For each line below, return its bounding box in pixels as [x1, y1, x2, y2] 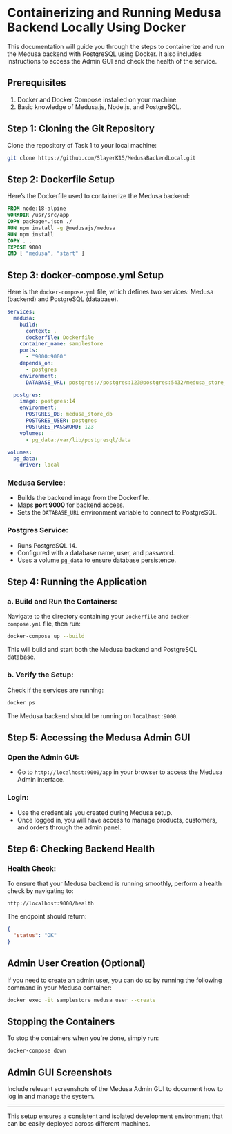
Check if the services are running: [7, 686, 104, 694]
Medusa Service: [7, 478, 66, 488]
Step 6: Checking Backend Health [7, 843, 155, 854]
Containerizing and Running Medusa [7, 5, 222, 21]
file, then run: [42, 619, 81, 628]
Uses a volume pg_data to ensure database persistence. [17, 556, 177, 564]
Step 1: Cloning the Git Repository [7, 123, 155, 135]
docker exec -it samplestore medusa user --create [7, 997, 156, 1003]
